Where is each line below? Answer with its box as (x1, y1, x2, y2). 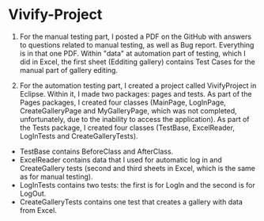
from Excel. (19, 205, 57, 215)
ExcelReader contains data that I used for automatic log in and (19, 154, 223, 164)
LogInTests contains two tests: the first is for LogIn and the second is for (19, 180, 255, 189)
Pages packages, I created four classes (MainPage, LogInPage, (19, 97, 227, 107)
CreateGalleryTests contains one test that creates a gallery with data (19, 196, 243, 207)
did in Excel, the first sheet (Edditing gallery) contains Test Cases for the (19, 57, 255, 67)
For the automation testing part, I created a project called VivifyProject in (19, 81, 257, 90)
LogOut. (19, 189, 47, 198)
